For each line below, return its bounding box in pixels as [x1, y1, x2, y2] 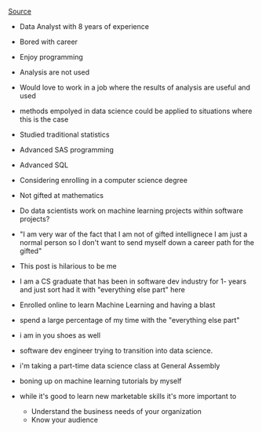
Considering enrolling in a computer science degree [19, 176, 188, 185]
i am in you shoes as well [19, 331, 100, 340]
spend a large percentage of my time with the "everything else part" [19, 316, 240, 324]
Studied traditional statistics [19, 130, 110, 139]
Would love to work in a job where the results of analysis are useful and [19, 82, 251, 92]
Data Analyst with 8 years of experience [19, 22, 149, 31]
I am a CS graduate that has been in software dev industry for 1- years [19, 276, 247, 286]
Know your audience [31, 416, 98, 424]
